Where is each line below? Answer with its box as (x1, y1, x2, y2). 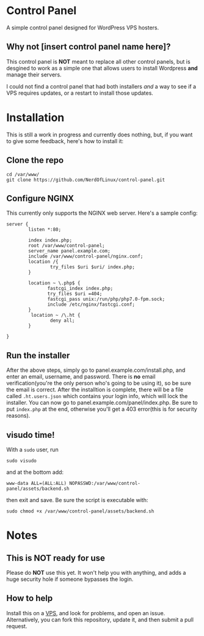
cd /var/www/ (6, 171, 40, 177)
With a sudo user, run (6, 446, 59, 453)
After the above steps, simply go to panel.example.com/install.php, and (6, 366, 186, 374)
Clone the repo (6, 155, 64, 166)
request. (6, 622, 27, 630)
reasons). (6, 412, 31, 420)
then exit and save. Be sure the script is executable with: (6, 496, 148, 503)
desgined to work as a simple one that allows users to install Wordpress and (6, 64, 198, 72)
